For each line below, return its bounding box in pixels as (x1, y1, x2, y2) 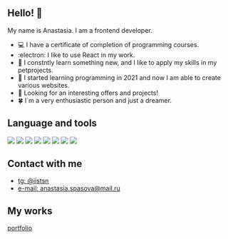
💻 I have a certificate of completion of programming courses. (17, 40, 199, 49)
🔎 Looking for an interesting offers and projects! (17, 88, 159, 97)
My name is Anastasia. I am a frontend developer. (7, 26, 153, 34)
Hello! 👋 (7, 7, 43, 19)
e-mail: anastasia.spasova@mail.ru (17, 184, 120, 193)
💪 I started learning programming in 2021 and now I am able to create (17, 73, 221, 82)
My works (7, 205, 53, 217)
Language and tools (7, 117, 98, 129)
